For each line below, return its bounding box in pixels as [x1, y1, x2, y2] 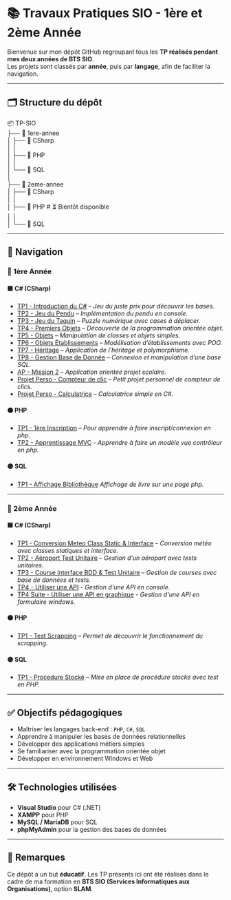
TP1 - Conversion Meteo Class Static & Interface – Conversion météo [16, 538, 212, 547]
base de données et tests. [16, 576, 91, 584]
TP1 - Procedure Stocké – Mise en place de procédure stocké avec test [16, 673, 219, 682]
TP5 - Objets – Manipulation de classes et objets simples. [16, 331, 181, 339]
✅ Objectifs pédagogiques [7, 707, 122, 718]
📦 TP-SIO [7, 118, 36, 127]
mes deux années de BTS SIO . [7, 54, 94, 63]
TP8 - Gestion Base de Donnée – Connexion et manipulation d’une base [16, 353, 221, 362]
